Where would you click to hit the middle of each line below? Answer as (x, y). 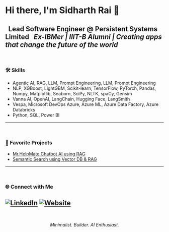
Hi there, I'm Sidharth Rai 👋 (62, 10)
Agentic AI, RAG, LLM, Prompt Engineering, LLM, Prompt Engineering (84, 83)
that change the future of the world (62, 45)
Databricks (24, 110)
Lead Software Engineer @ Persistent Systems (83, 29)
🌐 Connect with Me (29, 187)
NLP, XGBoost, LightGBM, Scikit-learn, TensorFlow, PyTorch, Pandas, (84, 88)
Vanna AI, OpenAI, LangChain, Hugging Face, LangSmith (71, 99)
